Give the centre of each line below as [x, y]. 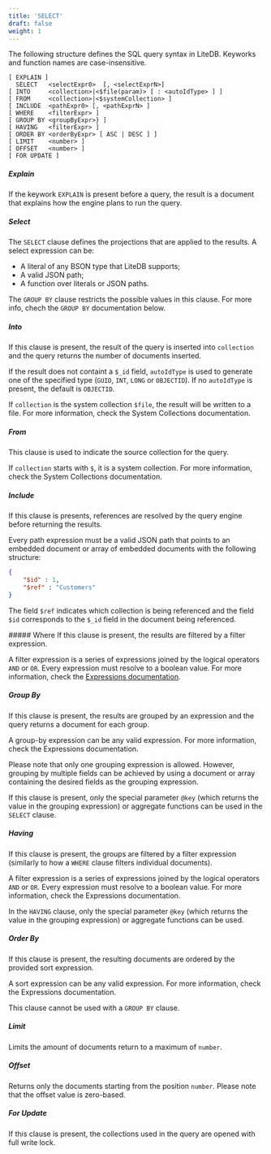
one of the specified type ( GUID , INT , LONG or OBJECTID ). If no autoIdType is [131, 380]
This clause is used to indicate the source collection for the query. [119, 453]
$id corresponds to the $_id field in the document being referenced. [123, 619]
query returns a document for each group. [79, 724]
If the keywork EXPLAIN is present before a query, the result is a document [131, 194]
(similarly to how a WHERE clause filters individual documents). [110, 862]
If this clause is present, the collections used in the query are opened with [132, 1134]
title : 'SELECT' [36, 16]
